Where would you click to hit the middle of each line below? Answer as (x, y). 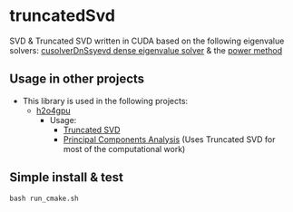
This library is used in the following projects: (105, 101)
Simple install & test (67, 178)
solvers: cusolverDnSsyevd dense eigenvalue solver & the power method (146, 50)
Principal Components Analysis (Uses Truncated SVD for (169, 139)
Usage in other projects (77, 79)
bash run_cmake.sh (44, 198)
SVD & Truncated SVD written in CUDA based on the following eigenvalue (147, 41)
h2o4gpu (53, 111)
